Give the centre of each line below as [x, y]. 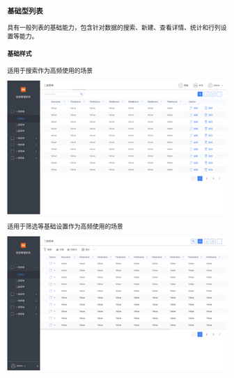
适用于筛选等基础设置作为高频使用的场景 [65, 226]
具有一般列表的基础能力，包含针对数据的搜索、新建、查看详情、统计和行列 [114, 27]
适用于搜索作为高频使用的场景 [50, 70]
